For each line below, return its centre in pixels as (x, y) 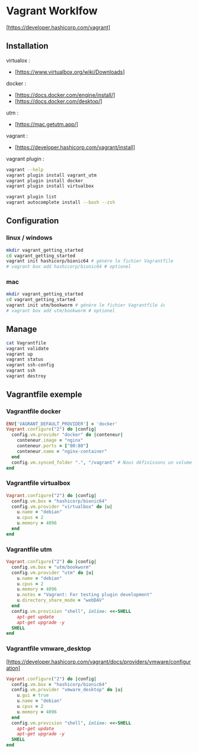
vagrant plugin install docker (45, 181)
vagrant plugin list (32, 197)
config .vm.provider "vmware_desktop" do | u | (67, 690)
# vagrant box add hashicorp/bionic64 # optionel (69, 267)
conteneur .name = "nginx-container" (62, 451)
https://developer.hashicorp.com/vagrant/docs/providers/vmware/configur (100, 662)
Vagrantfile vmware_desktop (49, 648)
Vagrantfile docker (33, 412)
